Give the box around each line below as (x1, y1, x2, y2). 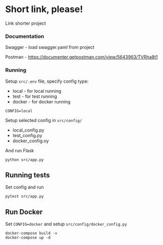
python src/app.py (5, 157, 44, 162)
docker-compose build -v (5, 231, 58, 236)
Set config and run (5, 184, 44, 190)
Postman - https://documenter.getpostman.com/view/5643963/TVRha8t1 (5, 54, 158, 60)
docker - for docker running (12, 98, 71, 104)
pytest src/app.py (5, 194, 44, 199)
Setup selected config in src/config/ (5, 117, 82, 123)
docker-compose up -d (5, 235, 51, 240)
